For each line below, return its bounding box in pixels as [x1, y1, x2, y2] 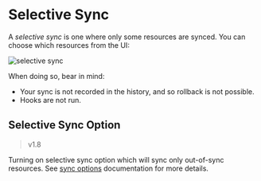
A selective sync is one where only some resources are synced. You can [8, 32, 246, 41]
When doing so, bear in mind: [8, 71, 105, 81]
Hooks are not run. [19, 95, 82, 104]
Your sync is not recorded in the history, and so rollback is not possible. [19, 86, 255, 96]
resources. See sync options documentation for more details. [8, 163, 209, 173]
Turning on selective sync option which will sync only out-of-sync [8, 155, 224, 164]
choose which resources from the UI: [8, 40, 130, 49]
